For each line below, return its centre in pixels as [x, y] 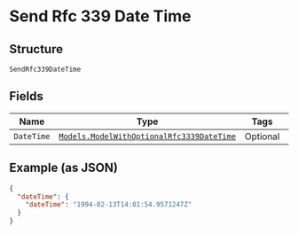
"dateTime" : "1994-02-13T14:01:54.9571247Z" [109, 205]
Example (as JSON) [63, 168]
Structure [36, 49]
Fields [27, 96]
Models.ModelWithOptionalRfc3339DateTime [148, 136]
